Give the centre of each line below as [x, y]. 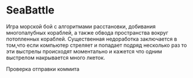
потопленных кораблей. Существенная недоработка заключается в [92, 39]
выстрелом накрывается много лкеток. [56, 57]
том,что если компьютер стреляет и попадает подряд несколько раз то [96, 45]
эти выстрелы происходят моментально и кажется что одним [84, 51]
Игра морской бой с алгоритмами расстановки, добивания [81, 26]
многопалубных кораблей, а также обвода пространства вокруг [87, 32]
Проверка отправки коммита [43, 69]
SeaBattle [30, 10]
